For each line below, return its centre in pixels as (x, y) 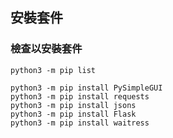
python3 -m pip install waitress (80, 123)
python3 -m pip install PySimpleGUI (86, 88)
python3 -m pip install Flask (73, 114)
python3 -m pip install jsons (73, 105)
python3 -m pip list (53, 70)
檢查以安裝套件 (46, 49)
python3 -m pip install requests (80, 96)
